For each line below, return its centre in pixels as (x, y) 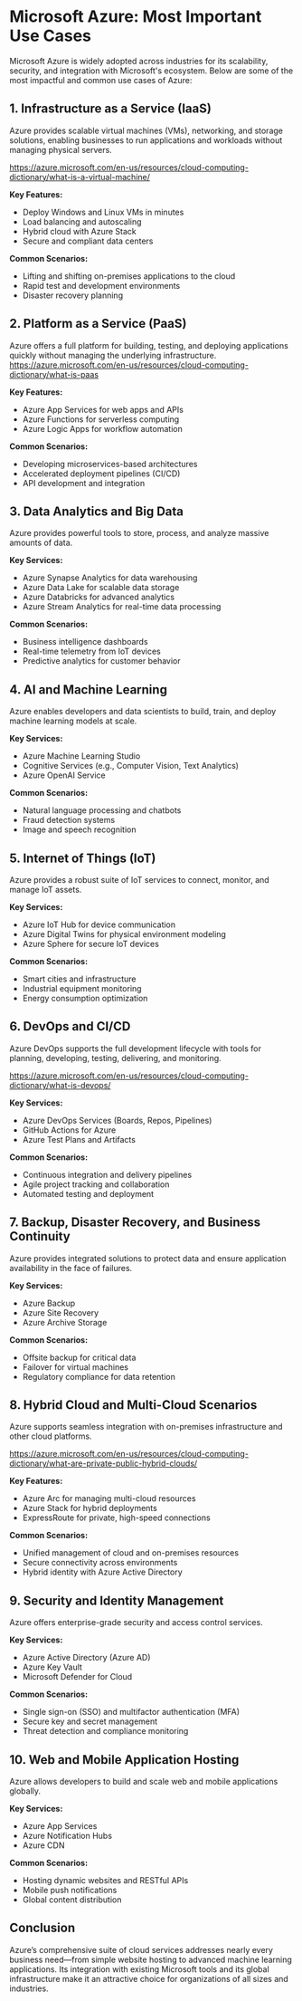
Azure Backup (49, 1303)
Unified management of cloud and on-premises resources (131, 1553)
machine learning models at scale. (73, 721)
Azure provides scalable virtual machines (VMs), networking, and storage (146, 130)
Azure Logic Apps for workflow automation (102, 428)
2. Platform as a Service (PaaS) (98, 324)
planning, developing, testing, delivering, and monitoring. (115, 1058)
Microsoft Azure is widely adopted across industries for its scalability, (139, 61)
